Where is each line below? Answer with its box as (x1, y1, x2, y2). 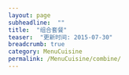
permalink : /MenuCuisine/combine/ (8, 55, 122, 63)
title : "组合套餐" (8, 26, 68, 34)
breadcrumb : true (8, 41, 65, 48)
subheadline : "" (8, 19, 65, 27)
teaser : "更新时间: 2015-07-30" (8, 33, 113, 41)
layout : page (8, 11, 51, 20)
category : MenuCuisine (8, 48, 83, 55)
